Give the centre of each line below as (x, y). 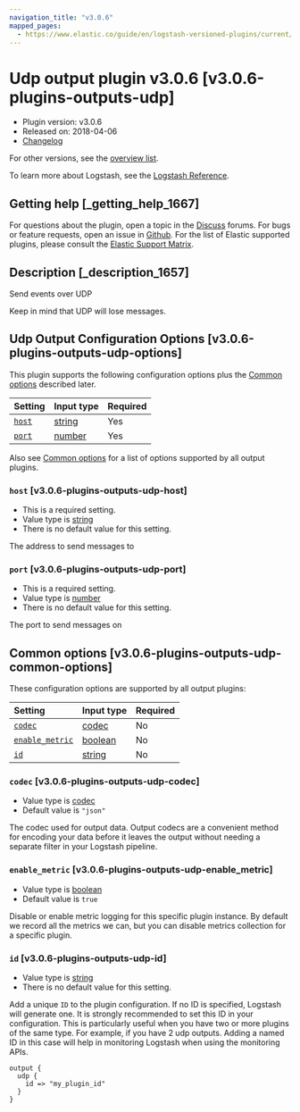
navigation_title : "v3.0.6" (62, 17)
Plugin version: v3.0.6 (62, 122)
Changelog (42, 141)
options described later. (53, 384)
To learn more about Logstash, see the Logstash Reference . (119, 176)
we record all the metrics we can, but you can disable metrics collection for (148, 925)
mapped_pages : (36, 26)
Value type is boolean (62, 889)
